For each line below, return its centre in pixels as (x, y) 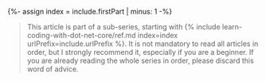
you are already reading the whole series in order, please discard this (140, 60)
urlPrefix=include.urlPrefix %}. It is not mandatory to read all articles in (143, 44)
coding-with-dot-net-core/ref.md (81, 35)
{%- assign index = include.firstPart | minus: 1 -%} (90, 12)
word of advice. (53, 69)
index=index (158, 35)
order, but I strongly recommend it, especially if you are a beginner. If (140, 52)
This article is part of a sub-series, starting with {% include (123, 27)
